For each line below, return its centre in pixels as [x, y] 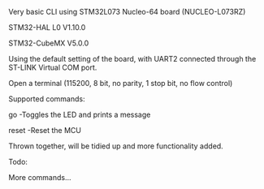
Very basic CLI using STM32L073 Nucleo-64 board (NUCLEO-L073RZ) [127, 12]
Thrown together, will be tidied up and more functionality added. [116, 146]
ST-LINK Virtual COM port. [53, 67]
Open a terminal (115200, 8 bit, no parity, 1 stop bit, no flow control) [121, 83]
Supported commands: [47, 99]
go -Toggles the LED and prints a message [80, 114]
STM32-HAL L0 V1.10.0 [47, 27]
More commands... [40, 177]
